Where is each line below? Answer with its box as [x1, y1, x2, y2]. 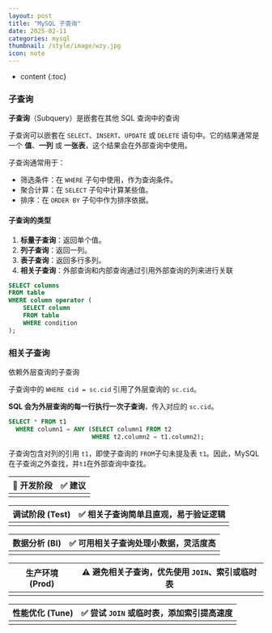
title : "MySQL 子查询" [8, 19, 82, 28]
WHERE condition [23, 319, 79, 327]
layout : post [8, 11, 53, 20]
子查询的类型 [8, 215, 51, 225]
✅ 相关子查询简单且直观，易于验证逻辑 [78, 508, 226, 520]
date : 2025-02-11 [8, 27, 67, 35]
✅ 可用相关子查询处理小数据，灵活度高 [68, 537, 216, 549]
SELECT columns [8, 281, 60, 290]
